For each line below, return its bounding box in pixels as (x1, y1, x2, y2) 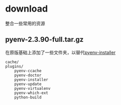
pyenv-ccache (14, 68, 42, 73)
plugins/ (5, 64, 24, 69)
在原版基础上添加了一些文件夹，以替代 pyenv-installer (5, 49, 116, 56)
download (5, 3, 48, 15)
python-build (14, 94, 42, 100)
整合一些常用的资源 (5, 20, 45, 26)
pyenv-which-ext (14, 90, 49, 95)
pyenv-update (14, 81, 42, 86)
